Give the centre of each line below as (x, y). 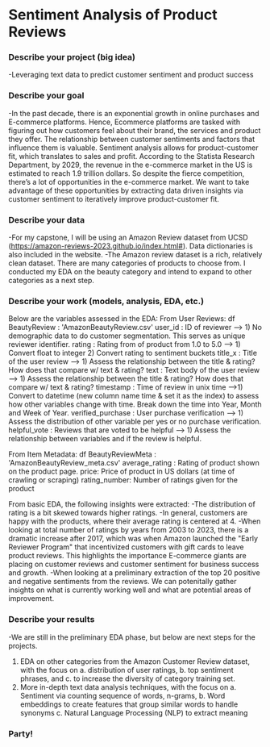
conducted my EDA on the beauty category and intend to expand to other (130, 272)
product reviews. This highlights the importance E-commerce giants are (128, 556)
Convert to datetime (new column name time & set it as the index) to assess (134, 396)
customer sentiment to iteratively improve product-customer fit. (114, 198)
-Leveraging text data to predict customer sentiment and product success (131, 75)
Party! (21, 733)
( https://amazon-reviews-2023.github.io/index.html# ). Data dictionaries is (131, 246)
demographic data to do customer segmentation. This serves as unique (127, 336)
